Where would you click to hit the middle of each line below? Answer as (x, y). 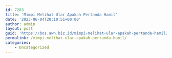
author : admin (20, 24)
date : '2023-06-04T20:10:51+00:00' (43, 19)
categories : (18, 43)
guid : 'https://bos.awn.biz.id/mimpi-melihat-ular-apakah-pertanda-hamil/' (88, 33)
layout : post (19, 29)
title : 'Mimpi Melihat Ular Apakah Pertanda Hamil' (61, 15)
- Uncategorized (32, 47)
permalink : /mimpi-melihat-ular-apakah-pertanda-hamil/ (66, 38)
